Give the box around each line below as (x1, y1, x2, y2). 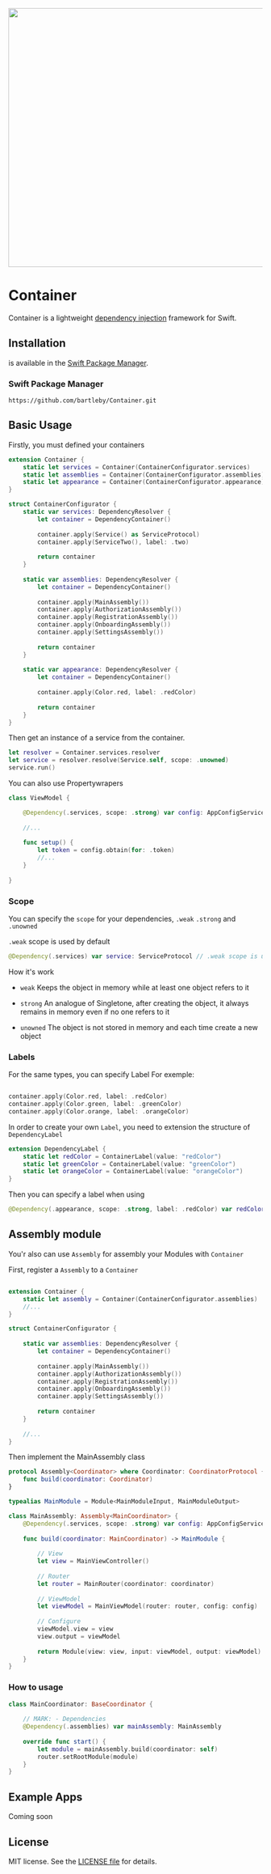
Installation (8, 337, 66, 350)
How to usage (8, 1681, 64, 1693)
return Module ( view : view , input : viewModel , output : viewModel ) (37, 1647, 262, 1656)
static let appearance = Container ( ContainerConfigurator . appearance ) (23, 478, 265, 486)
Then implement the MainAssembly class (8, 1452, 145, 1462)
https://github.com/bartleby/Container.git (8, 396, 157, 405)
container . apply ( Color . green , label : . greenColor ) (8, 1100, 182, 1109)
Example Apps (8, 1790, 83, 1804)
